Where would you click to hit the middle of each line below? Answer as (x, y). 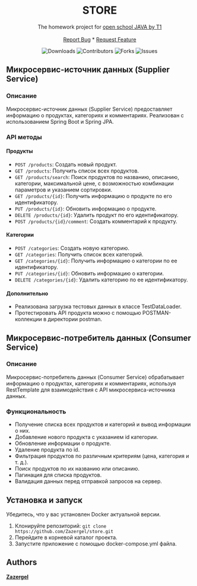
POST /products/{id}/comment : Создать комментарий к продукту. (96, 221)
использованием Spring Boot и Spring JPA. (60, 121)
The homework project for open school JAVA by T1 (100, 27)
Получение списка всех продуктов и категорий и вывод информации (103, 424)
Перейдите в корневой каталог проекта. (66, 537)
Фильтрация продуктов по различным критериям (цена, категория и (102, 456)
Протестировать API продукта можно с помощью (78, 313)
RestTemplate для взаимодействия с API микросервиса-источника (91, 390)
